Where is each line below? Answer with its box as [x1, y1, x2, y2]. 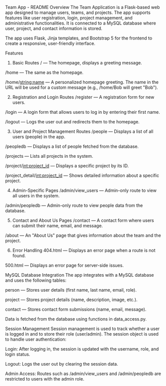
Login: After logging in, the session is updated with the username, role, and [5, 346, 159, 352]
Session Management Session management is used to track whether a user [5, 326, 160, 332]
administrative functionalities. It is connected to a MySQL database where [5, 20, 157, 26]
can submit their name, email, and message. [12, 223, 103, 229]
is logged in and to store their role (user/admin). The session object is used [5, 331, 159, 337]
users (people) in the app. [12, 134, 66, 139]
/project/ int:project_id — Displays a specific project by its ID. [5, 163, 129, 169]
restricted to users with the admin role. [5, 376, 84, 382]
